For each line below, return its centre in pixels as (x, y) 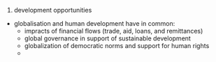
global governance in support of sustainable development (107, 38)
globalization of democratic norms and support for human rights (117, 46)
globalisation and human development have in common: (94, 23)
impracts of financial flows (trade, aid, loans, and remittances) (114, 31)
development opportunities (53, 10)
